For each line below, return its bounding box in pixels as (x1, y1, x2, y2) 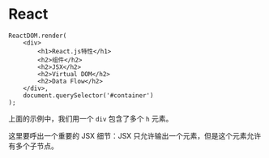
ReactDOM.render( (8, 32, 67, 40)
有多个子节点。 (8, 141, 58, 151)
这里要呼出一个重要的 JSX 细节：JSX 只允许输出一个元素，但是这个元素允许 (8, 130, 262, 140)
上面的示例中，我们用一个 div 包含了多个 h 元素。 (8, 113, 173, 123)
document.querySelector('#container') (23, 91, 154, 100)
